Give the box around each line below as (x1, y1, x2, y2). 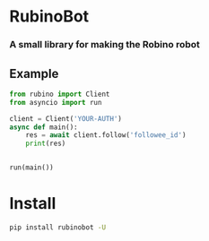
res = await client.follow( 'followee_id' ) (25, 131, 187, 140)
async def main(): (9, 123, 78, 132)
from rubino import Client (9, 90, 110, 99)
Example (9, 65, 59, 82)
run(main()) (9, 163, 54, 172)
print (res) (25, 139, 66, 149)
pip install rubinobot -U (9, 222, 106, 232)
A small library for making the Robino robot (9, 39, 200, 51)
